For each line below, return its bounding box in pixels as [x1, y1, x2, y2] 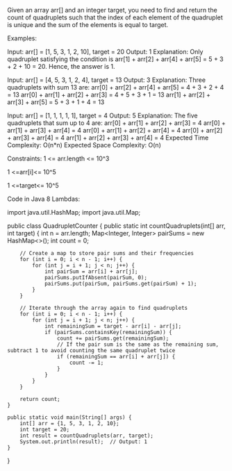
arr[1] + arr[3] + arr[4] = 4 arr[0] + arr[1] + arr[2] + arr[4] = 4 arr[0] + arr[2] [7, 126, 223, 134]
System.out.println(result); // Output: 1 [19, 438, 148, 445]
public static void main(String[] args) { [7, 414, 132, 421]
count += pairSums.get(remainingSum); [56, 335, 169, 342]
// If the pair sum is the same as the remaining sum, [56, 341, 219, 348]
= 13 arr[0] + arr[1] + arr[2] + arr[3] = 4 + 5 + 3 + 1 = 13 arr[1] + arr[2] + [7, 90, 210, 99]
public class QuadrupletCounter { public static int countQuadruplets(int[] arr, [7, 222, 226, 230]
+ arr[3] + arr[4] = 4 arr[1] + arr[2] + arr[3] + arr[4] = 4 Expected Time [7, 133, 209, 142]
